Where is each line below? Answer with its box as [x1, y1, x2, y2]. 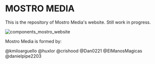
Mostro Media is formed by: [5, 38, 62, 44]
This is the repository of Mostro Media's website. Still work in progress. [5, 19, 151, 25]
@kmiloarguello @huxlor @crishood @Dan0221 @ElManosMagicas [5, 48, 143, 54]
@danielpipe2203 [5, 53, 42, 59]
